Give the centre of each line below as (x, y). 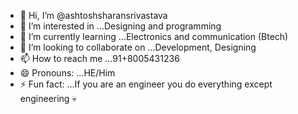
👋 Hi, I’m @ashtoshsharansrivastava (93, 15)
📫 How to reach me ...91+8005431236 (99, 58)
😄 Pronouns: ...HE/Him (67, 73)
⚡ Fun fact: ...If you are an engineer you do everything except (146, 84)
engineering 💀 (48, 98)
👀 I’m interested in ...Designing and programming (120, 26)
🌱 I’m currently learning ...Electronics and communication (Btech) (154, 36)
